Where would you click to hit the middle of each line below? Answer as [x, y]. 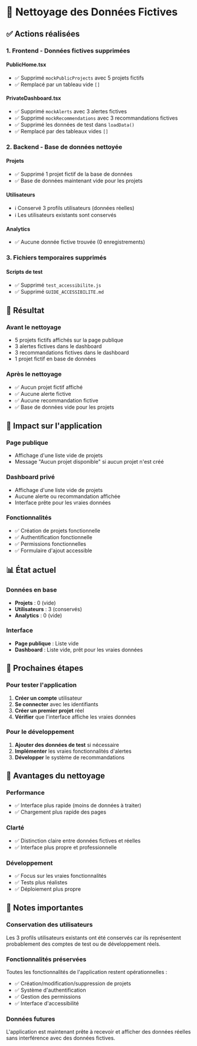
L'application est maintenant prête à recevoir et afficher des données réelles [98, 1032]
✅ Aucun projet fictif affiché [49, 387]
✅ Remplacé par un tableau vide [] [57, 84]
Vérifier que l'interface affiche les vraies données [75, 717]
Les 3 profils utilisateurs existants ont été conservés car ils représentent [94, 937]
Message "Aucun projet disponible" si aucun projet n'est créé [89, 462]
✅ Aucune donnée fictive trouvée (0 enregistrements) [80, 242]
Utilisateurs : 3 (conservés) [48, 609]
